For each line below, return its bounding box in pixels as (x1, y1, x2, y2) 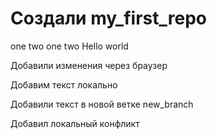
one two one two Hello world (10, 40, 129, 52)
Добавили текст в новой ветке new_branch (10, 98, 194, 110)
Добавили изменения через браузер (10, 59, 168, 71)
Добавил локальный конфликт (10, 117, 140, 129)
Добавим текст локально (10, 78, 118, 91)
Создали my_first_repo (10, 7, 207, 30)
